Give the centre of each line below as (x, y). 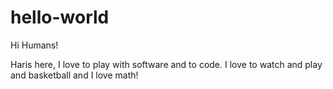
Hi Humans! (34, 45)
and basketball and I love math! (74, 75)
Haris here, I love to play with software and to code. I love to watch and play (166, 64)
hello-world (60, 17)
